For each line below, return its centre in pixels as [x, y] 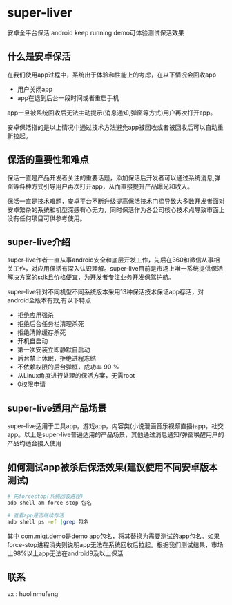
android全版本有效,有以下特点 [49, 300]
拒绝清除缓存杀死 [41, 332]
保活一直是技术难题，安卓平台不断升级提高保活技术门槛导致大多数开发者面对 [116, 201]
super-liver [40, 13]
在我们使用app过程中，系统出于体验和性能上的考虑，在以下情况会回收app [112, 75]
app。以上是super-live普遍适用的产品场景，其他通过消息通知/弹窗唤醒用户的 [116, 435]
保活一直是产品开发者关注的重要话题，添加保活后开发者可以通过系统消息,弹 [114, 177]
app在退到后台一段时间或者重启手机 [68, 97]
